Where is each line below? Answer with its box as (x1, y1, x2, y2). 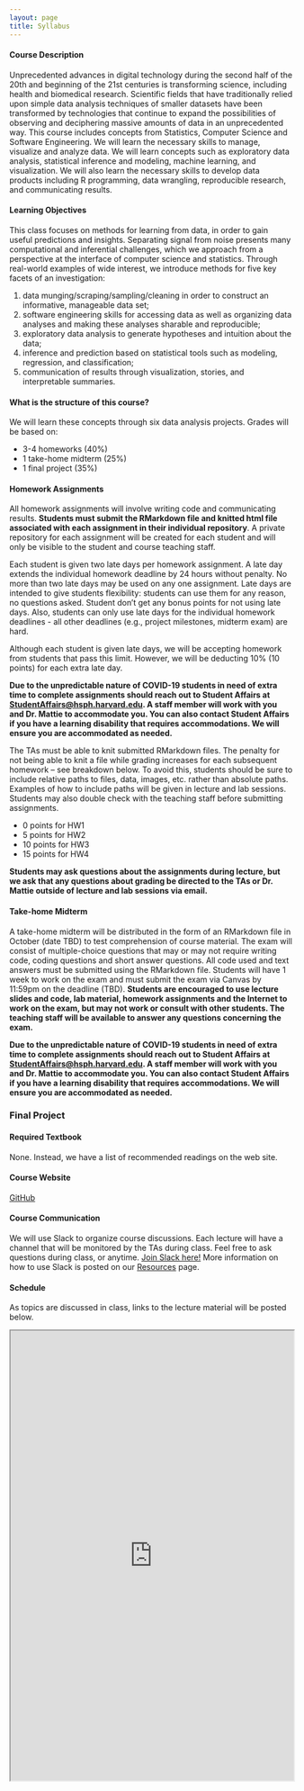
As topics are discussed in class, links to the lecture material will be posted (9, 1302, 287, 1313)
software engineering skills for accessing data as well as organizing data (22, 309, 292, 319)
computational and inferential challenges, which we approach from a (9, 244, 264, 255)
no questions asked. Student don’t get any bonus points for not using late (9, 598, 282, 608)
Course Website (9, 1172, 71, 1183)
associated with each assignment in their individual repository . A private (9, 523, 286, 534)
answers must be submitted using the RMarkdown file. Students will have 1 (9, 964, 286, 975)
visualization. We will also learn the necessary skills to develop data (9, 165, 261, 175)
